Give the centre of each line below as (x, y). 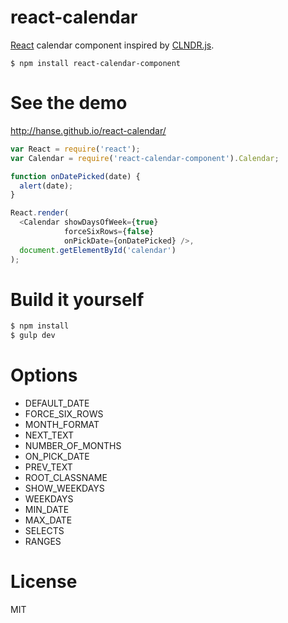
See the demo (69, 103)
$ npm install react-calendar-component (96, 63)
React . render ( (40, 213)
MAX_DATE (48, 520)
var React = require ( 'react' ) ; (75, 149)
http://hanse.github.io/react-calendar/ (88, 130)
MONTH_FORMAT (62, 425)
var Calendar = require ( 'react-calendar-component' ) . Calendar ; (145, 158)
